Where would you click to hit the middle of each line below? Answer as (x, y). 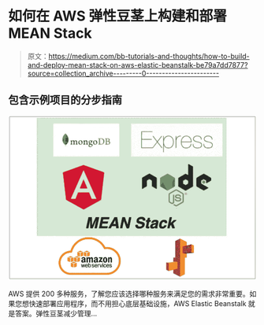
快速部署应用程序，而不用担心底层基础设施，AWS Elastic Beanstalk (138, 303)
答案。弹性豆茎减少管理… (56, 313)
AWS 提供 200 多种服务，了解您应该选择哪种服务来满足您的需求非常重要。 (129, 294)
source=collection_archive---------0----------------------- (123, 73)
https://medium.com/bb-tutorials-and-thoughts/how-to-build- (149, 56)
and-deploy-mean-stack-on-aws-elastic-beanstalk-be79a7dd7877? (138, 65)
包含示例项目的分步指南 (65, 100)
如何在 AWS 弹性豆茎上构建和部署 (117, 16)
